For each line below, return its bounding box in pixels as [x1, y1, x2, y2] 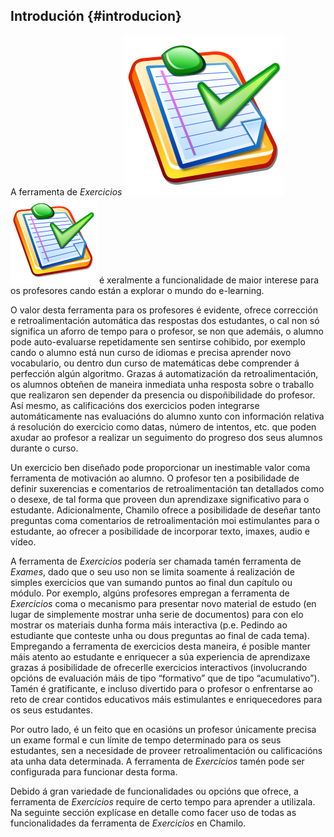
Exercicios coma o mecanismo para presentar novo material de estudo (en [10, 597, 317, 609]
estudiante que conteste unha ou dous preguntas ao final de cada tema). [10, 629, 310, 641]
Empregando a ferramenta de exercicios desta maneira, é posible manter [10, 640, 311, 652]
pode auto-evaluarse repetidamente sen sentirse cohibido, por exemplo [10, 335, 306, 348]
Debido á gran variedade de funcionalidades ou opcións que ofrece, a [10, 785, 299, 797]
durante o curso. [10, 442, 79, 454]
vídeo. [10, 535, 37, 548]
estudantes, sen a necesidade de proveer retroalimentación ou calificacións [10, 744, 323, 756]
